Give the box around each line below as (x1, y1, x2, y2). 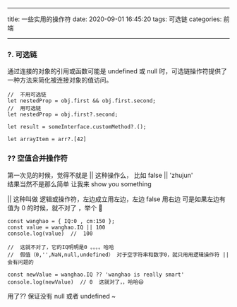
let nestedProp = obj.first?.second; (7, 111, 119, 119)
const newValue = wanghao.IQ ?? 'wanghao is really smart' (7, 271, 185, 278)
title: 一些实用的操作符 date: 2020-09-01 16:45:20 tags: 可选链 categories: (7, 15, 222, 23)
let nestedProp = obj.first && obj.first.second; (7, 97, 157, 104)
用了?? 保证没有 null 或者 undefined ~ (7, 291, 116, 300)
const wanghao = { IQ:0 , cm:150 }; (7, 217, 115, 224)
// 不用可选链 (7, 91, 47, 99)
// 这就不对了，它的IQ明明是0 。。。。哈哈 (7, 243, 114, 251)
